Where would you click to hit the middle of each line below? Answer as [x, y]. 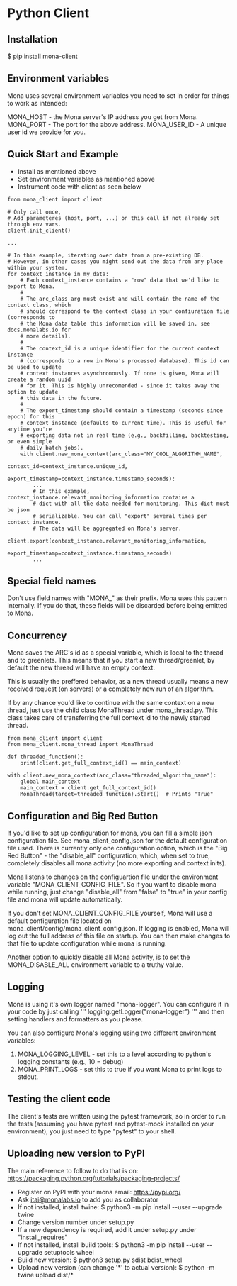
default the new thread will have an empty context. [81, 667]
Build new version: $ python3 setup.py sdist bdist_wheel [100, 1260]
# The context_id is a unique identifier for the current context [120, 348]
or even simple [30, 441]
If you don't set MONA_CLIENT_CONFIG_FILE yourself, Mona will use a [110, 914]
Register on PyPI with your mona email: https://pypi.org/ [99, 1192]
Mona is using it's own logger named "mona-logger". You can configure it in [118, 1004]
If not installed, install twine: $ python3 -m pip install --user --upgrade [120, 1207]
